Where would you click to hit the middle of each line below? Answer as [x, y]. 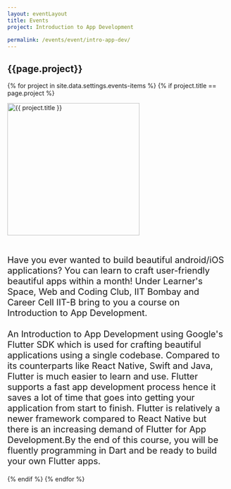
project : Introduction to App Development [70, 27]
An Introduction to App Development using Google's [115, 334]
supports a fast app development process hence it [112, 387]
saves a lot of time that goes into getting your [101, 397]
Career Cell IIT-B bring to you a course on [94, 302]
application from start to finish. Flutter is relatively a [114, 408]
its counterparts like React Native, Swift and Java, [110, 366]
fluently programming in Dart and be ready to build [112, 450]
